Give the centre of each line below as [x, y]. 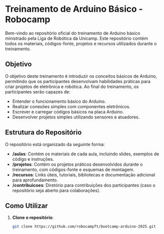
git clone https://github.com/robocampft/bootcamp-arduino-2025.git [84, 227]
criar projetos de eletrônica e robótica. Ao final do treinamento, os [72, 87]
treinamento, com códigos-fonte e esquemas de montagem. [73, 169]
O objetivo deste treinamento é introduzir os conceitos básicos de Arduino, [81, 76]
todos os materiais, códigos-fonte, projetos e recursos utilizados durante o [81, 43]
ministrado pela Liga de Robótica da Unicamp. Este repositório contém [77, 38]
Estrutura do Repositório [44, 132]
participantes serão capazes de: [38, 91]
